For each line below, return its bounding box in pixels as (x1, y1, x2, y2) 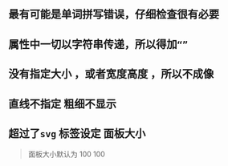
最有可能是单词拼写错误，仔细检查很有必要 (8, 7, 219, 22)
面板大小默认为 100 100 (27, 149, 106, 159)
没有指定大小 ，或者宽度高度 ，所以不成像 (8, 67, 214, 81)
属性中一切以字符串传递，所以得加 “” (8, 37, 189, 51)
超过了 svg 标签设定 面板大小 (8, 127, 146, 140)
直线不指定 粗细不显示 (8, 97, 116, 111)
